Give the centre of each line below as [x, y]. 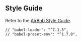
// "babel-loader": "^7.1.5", [37, 30]
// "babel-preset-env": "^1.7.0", [42, 34]
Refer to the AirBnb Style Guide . [38, 20]
